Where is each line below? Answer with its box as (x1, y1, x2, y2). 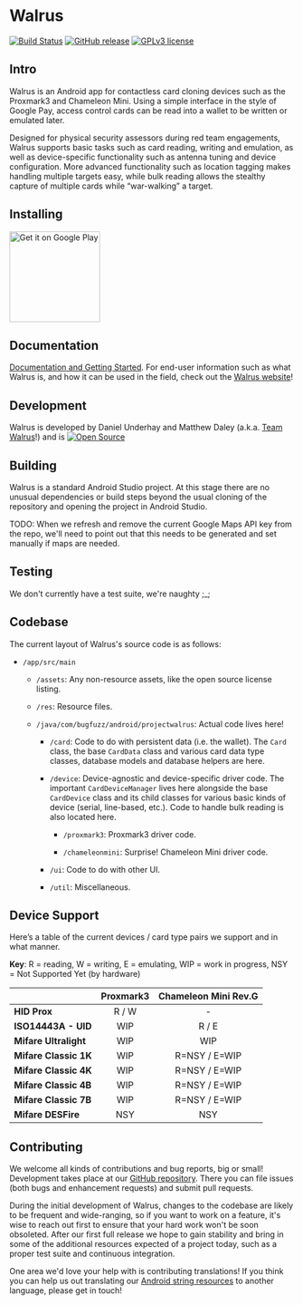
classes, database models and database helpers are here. (49, 755, 265, 766)
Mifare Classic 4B (14, 1079, 92, 1092)
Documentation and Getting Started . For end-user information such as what (9, 362, 291, 372)
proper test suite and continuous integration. (9, 1248, 175, 1260)
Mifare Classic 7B (14, 1094, 92, 1107)
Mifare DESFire (14, 1108, 80, 1121)
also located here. (49, 811, 117, 822)
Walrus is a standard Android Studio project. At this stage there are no (9, 482, 270, 492)
